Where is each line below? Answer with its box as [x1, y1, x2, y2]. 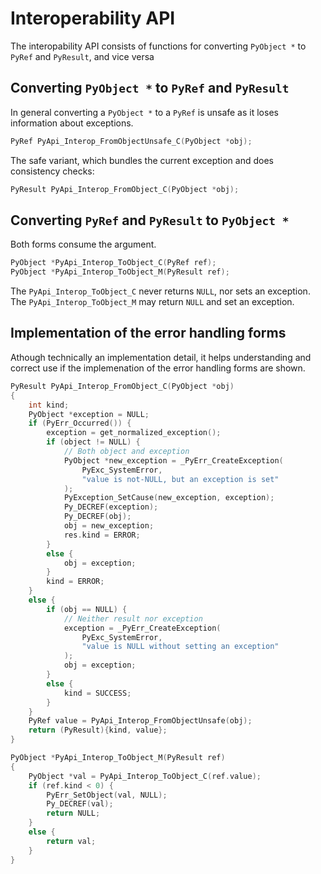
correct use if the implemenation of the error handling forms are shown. [10, 362, 306, 374]
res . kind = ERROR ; [63, 530, 141, 540]
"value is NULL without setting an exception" [81, 642, 280, 652]
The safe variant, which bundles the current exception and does [10, 154, 274, 166]
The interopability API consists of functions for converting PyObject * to [10, 40, 307, 52]
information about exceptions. [10, 117, 134, 129]
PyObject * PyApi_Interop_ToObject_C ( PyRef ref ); [10, 258, 217, 268]
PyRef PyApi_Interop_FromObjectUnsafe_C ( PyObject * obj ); [10, 136, 253, 146]
